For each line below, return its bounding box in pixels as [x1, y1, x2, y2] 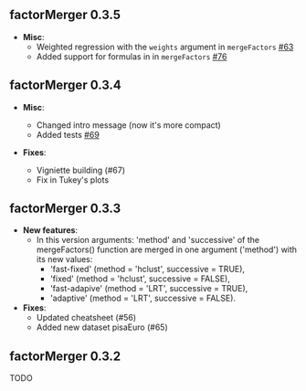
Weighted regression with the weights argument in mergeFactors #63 [36, 41, 294, 52]
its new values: [36, 254, 93, 265]
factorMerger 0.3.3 [9, 201, 121, 217]
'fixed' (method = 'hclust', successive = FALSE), [49, 273, 230, 284]
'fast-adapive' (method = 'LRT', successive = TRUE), [49, 283, 248, 294]
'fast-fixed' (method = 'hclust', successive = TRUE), [49, 264, 245, 275]
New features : [22, 225, 79, 236]
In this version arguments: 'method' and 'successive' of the [36, 235, 260, 246]
